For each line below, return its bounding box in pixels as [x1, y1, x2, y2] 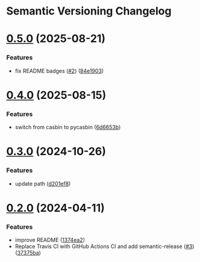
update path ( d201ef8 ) [14, 180, 71, 187]
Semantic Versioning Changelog [6, 4, 172, 18]
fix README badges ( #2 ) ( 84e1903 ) [14, 67, 104, 74]
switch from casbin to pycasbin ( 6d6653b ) [14, 124, 121, 131]
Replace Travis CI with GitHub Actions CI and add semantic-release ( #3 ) [14, 243, 195, 250]
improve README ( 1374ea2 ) [14, 237, 86, 244]
